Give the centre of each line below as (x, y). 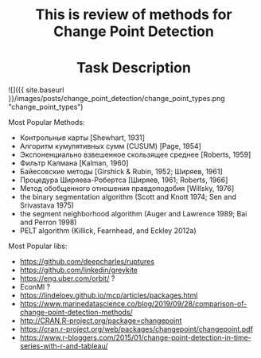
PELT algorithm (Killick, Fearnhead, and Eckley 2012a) (108, 231)
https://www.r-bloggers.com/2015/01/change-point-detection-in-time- (136, 338)
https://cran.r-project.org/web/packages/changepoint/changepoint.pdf (136, 329)
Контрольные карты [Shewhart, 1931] (82, 138)
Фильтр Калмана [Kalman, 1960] (74, 163)
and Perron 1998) (48, 222)
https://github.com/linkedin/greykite (78, 270)
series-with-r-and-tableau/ (64, 346)
